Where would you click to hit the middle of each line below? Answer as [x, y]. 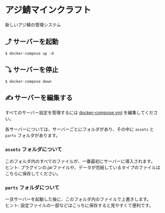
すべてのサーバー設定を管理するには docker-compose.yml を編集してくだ [79, 113]
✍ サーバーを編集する [39, 97]
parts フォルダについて [33, 187]
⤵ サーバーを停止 [32, 70]
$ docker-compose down [28, 81]
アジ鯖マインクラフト [48, 10]
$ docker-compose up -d [30, 53]
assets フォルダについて [34, 149]
